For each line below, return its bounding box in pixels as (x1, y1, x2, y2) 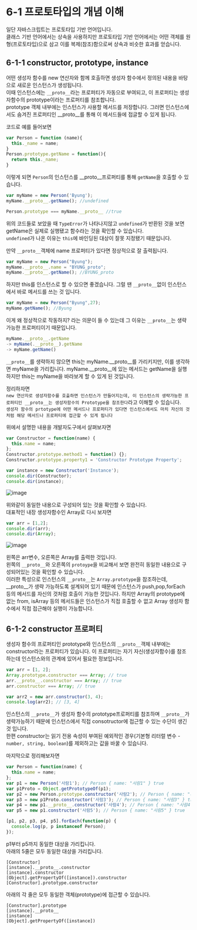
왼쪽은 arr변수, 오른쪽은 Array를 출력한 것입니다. (6, 554, 117, 561)
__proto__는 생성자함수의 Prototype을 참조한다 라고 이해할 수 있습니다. (24, 398, 182, 406)
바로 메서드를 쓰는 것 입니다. (16, 288, 81, 295)
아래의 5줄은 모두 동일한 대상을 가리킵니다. (6, 847, 103, 854)
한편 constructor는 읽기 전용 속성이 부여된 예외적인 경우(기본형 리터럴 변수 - (6, 733, 181, 740)
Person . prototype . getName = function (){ (6, 151, 107, 157)
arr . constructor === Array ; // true (6, 683, 96, 689)
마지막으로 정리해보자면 (6, 752, 60, 759)
